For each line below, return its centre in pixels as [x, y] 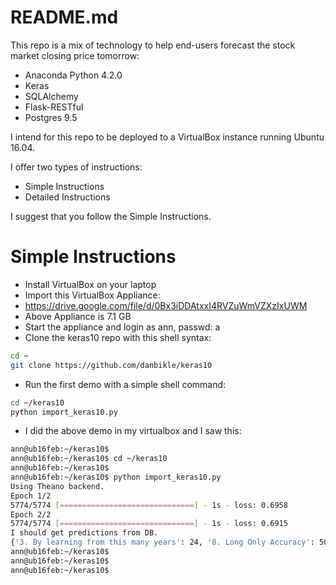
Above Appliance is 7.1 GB [78, 316]
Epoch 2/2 [31, 514]
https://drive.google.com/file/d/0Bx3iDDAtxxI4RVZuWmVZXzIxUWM [166, 305]
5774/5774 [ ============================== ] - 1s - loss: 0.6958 [149, 505]
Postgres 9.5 [51, 117]
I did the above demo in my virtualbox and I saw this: [133, 431]
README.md [64, 17]
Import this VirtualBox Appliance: [92, 295]
